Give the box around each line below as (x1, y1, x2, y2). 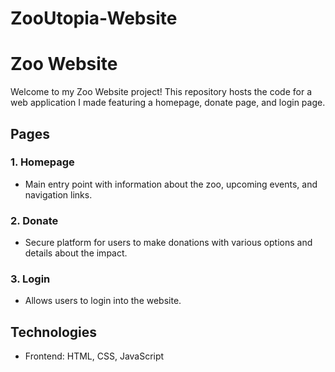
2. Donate (10, 213, 59, 227)
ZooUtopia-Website (10, 7, 178, 30)
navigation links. (24, 188, 93, 201)
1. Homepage (10, 155, 75, 169)
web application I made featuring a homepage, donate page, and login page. (10, 97, 326, 109)
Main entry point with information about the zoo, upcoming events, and (24, 178, 318, 190)
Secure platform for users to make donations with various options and (24, 237, 313, 249)
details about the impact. (24, 247, 128, 259)
